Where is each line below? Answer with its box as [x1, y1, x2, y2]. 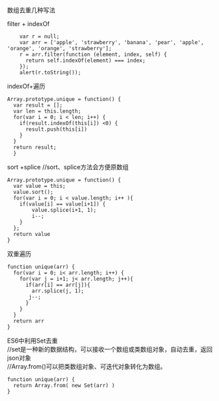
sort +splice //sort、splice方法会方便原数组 [7, 163, 129, 171]
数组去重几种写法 [7, 6, 56, 14]
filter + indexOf [7, 20, 50, 28]
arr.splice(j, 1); [32, 288, 84, 294]
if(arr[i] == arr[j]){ [25, 281, 91, 288]
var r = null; [19, 33, 60, 40]
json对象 [7, 354, 32, 362]
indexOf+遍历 [7, 82, 46, 90]
